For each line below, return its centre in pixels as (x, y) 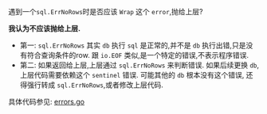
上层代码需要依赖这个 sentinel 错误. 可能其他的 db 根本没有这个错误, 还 (136, 75)
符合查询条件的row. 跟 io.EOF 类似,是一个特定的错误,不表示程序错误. (138, 55)
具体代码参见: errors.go (47, 102)
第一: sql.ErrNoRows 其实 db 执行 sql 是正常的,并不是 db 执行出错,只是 (133, 45)
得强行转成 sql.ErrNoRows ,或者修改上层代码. (91, 85)
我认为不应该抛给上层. (45, 28)
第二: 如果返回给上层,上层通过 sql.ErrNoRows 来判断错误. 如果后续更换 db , (139, 65)
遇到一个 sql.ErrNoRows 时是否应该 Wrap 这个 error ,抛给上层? (106, 11)
